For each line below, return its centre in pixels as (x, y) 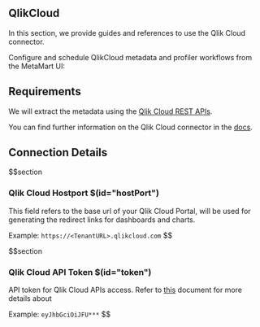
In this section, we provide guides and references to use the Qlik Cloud (127, 33)
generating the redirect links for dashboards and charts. (102, 220)
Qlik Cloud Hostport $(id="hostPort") (84, 193)
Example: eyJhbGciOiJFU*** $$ (60, 314)
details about (30, 299)
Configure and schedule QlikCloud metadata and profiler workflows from (130, 57)
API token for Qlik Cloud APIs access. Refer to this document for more (125, 290)
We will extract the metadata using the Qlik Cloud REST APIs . (110, 111)
